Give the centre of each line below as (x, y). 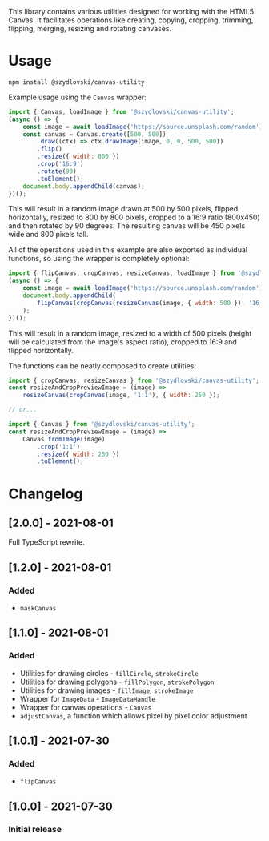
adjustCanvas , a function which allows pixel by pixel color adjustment (134, 715)
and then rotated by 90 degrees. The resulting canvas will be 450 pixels (127, 226)
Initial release (35, 829)
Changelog (46, 494)
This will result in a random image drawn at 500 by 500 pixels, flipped (123, 209)
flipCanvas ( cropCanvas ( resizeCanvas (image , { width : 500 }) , (141, 303)
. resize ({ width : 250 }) (78, 454)
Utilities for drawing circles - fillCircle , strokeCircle (109, 673)
